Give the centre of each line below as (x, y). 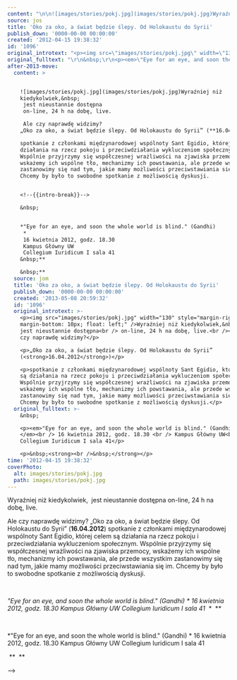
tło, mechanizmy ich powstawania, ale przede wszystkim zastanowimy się (115, 559)
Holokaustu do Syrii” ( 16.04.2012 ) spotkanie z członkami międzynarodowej (117, 528)
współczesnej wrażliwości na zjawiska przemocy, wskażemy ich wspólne (114, 551)
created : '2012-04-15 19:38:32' (55, 40)
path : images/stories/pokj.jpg (60, 480)
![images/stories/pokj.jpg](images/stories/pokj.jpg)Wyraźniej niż (121, 92)
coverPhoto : (25, 467)
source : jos (25, 20)
